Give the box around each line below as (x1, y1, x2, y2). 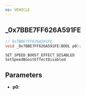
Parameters (5, 70, 42, 79)
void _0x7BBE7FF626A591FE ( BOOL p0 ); (5, 43, 81, 49)
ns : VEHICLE (5, 7, 30, 12)
